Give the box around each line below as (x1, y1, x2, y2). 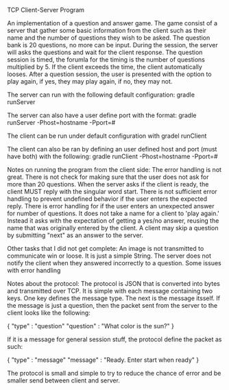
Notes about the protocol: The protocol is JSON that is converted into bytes (7, 280, 221, 287)
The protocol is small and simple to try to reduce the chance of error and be (7, 369, 221, 377)
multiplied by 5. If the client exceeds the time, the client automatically (7, 63, 202, 71)
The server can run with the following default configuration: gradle (7, 90, 195, 99)
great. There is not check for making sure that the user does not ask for (7, 173, 209, 181)
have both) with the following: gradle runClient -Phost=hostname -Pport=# (7, 152, 218, 160)
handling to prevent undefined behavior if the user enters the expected (7, 195, 208, 203)
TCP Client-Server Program (7, 6, 84, 14)
